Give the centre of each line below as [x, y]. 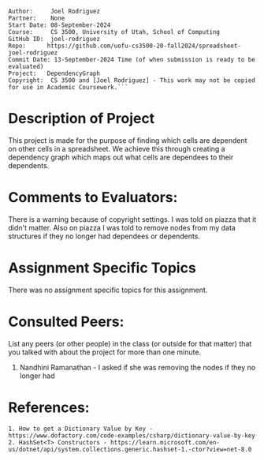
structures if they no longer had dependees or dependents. [104, 236]
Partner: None [37, 18]
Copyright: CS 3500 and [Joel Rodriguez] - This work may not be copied [132, 81]
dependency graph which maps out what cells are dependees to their [121, 157]
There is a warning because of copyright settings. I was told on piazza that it [132, 219]
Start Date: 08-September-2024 [59, 25]
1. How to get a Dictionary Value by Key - [81, 429]
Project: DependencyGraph [54, 73]
